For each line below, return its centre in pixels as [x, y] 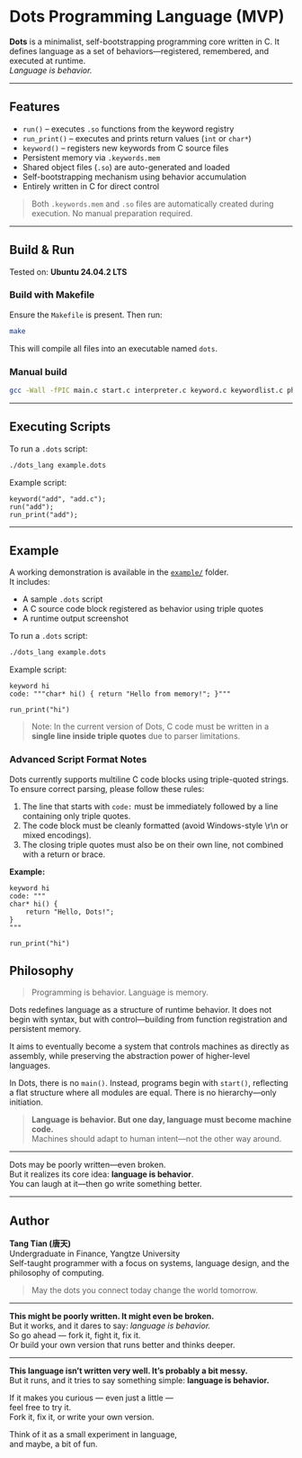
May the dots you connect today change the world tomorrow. [144, 1290]
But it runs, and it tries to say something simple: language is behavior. [139, 1381]
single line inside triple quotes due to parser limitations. [136, 736]
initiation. [26, 1102]
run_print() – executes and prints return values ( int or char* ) [137, 138]
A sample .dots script [62, 599]
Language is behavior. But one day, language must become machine [161, 1120]
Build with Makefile [52, 295]
